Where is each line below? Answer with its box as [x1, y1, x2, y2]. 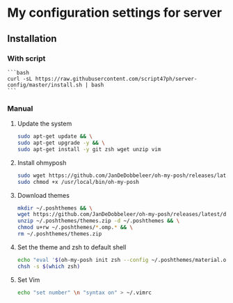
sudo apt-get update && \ [17, 133, 93, 140]
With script [7, 54, 46, 63]
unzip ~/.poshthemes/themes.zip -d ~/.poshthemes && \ [17, 217, 180, 224]
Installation [7, 33, 57, 45]
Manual [7, 103, 33, 113]
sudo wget [17, 172, 47, 179]
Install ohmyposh [17, 158, 67, 166]
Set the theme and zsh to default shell [17, 242, 127, 251]
